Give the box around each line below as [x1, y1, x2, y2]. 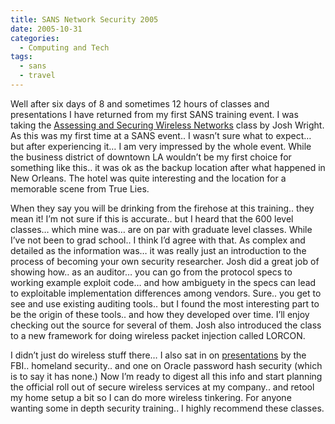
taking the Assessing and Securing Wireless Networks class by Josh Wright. [10, 119, 325, 131]
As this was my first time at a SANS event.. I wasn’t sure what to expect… [10, 129, 312, 141]
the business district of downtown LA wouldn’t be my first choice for [10, 151, 292, 163]
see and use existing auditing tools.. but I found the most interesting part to [10, 297, 320, 310]
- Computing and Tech [19, 42, 110, 53]
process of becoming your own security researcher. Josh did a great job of [10, 255, 320, 267]
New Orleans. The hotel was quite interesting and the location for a [10, 172, 287, 184]
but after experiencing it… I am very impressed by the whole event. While [10, 140, 312, 152]
